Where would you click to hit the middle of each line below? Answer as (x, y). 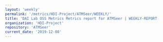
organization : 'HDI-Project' (34, 23)
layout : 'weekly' (23, 9)
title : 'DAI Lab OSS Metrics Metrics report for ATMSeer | (66, 18)
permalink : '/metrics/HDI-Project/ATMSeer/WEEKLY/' (58, 14)
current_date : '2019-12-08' (33, 32)
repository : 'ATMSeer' (28, 28)
